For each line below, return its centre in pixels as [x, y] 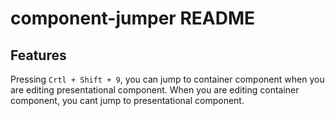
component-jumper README [133, 18]
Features [38, 55]
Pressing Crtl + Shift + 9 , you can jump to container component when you [167, 79]
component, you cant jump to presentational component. [127, 100]
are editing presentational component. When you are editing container [155, 90]
